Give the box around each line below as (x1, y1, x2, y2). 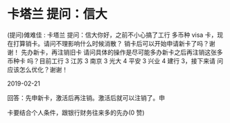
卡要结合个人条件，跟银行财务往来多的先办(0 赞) (7, 108, 145, 117)
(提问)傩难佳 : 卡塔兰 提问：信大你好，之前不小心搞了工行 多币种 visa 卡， (7, 31, 218, 39)
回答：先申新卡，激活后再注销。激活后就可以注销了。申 (7, 93, 165, 101)
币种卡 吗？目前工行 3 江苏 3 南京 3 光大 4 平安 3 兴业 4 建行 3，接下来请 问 (7, 56, 224, 65)
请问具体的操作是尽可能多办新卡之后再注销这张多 (82, 48, 223, 56)
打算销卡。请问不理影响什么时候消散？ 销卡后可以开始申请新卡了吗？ (12, 39, 209, 47)
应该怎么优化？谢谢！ (7, 65, 68, 74)
